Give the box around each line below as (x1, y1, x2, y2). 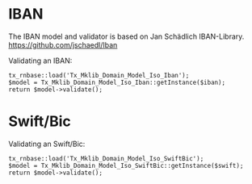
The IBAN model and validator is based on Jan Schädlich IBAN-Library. (8, 31, 245, 41)
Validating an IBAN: (8, 56, 73, 65)
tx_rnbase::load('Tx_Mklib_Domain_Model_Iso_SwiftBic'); (8, 154, 204, 162)
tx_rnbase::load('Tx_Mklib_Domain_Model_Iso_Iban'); (8, 71, 190, 79)
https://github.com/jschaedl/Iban (8, 40, 118, 49)
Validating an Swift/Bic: (8, 139, 86, 148)
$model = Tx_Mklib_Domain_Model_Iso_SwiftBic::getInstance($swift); (8, 161, 244, 169)
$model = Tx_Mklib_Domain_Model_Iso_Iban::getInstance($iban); (8, 78, 226, 86)
